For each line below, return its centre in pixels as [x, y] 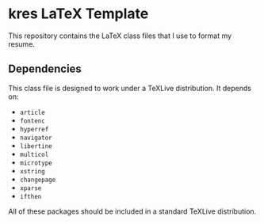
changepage [38, 180]
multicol [34, 154]
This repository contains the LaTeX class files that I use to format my [120, 36]
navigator [36, 138]
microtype [36, 163]
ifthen [31, 196]
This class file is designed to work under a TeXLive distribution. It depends [130, 88]
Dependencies [45, 69]
